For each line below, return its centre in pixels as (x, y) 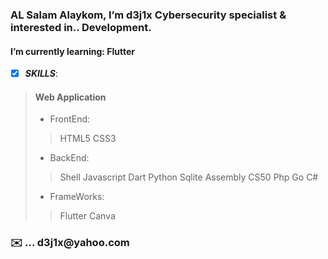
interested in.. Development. (81, 27)
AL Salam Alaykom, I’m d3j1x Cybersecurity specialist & (148, 15)
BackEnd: (69, 158)
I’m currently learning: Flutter (72, 51)
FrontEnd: (70, 119)
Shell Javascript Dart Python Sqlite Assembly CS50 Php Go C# (189, 177)
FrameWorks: (77, 197)
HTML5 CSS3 (88, 139)
